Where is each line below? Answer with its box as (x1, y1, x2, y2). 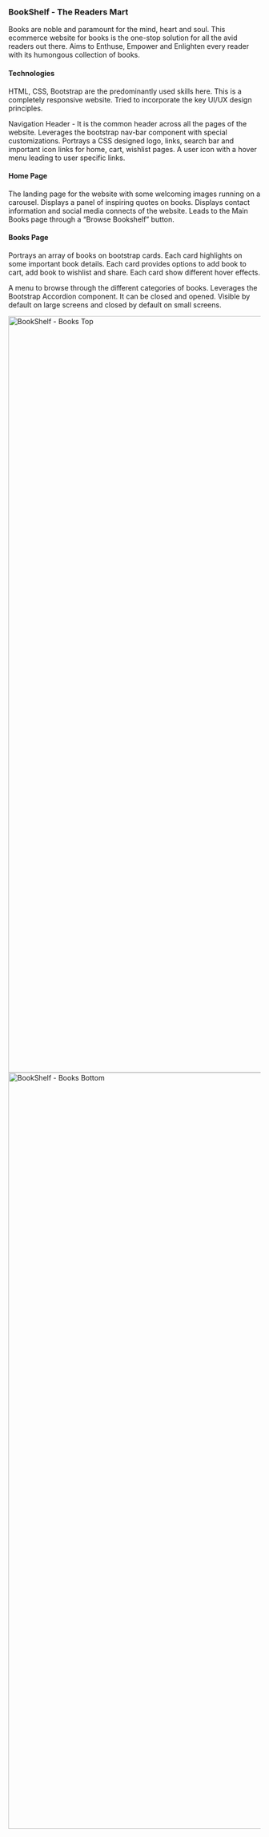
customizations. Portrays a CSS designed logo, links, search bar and (8, 135, 235, 146)
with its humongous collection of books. (8, 50, 140, 60)
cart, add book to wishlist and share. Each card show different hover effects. (8, 267, 261, 277)
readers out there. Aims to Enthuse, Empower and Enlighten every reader (8, 42, 250, 51)
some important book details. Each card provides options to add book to (8, 259, 247, 268)
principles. (8, 103, 43, 113)
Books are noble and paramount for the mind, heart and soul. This (8, 25, 226, 34)
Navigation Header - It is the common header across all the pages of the (8, 118, 247, 128)
